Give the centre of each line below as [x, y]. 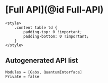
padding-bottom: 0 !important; [56, 36]
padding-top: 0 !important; [53, 32]
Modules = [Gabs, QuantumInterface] [44, 72]
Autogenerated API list [42, 61]
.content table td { [36, 27]
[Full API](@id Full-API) [55, 10]
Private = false [22, 76]
